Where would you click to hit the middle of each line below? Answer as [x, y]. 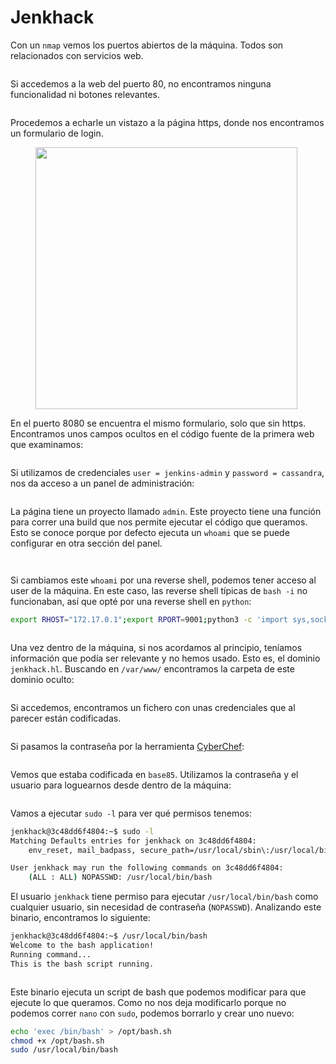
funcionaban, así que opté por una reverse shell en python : [131, 601]
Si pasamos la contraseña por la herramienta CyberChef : [127, 746]
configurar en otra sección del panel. [86, 543]
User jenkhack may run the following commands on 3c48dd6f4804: [147, 868]
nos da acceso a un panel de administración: [102, 483]
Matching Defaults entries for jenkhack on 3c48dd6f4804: [133, 841]
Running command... [51, 954]
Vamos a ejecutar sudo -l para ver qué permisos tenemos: [131, 813]
